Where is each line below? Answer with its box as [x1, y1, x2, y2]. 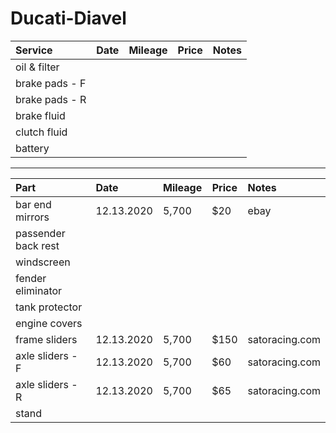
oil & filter [15, 60, 60, 74]
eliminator [15, 283, 63, 297]
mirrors [15, 210, 50, 224]
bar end [15, 197, 52, 211]
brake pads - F [15, 76, 87, 90]
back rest [15, 238, 60, 252]
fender [15, 271, 47, 285]
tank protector [15, 300, 83, 314]
